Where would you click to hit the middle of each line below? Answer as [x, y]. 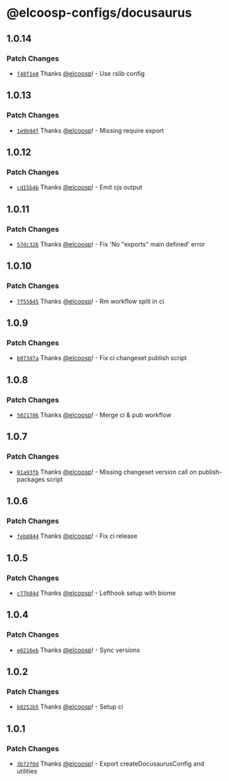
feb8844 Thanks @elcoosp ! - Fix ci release [77, 536]
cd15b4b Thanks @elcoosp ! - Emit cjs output [79, 187]
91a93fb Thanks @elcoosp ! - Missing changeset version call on [107, 472]
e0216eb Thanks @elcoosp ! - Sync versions [78, 650]
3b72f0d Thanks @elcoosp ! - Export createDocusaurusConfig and [110, 764]
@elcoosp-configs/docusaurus [99, 13]
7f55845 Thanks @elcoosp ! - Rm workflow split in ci [90, 301]
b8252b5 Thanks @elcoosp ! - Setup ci [70, 707]
